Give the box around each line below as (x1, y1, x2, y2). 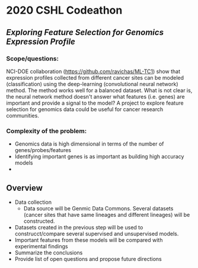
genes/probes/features (14, 147, 71, 154)
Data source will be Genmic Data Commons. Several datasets (23, 204, 174, 212)
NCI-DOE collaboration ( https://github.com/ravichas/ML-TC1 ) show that (6, 68, 181, 75)
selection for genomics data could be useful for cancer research (6, 105, 164, 113)
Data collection (14, 198, 52, 206)
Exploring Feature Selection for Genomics (6, 27, 164, 37)
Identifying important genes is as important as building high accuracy (14, 153, 184, 160)
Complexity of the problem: (6, 127, 87, 135)
